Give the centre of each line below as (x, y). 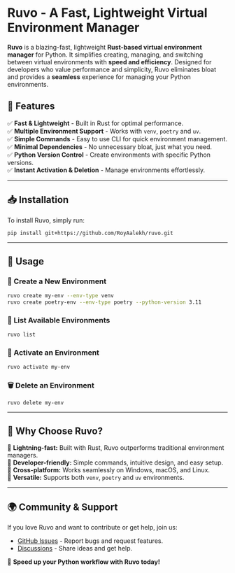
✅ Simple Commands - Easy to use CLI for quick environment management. (117, 139)
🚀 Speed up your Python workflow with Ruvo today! (84, 562)
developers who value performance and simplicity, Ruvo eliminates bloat (112, 69)
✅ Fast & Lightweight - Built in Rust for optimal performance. (95, 123)
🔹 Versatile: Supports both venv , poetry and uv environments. (96, 478)
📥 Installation (38, 200)
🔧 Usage (26, 261)
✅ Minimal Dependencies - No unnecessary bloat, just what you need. (109, 147)
